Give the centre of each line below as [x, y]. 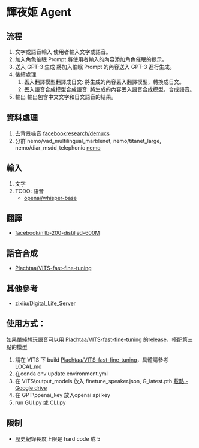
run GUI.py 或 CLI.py [40, 402]
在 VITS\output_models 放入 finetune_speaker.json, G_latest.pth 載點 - [101, 381]
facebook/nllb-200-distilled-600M [57, 233]
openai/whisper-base [50, 198]
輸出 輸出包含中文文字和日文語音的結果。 [66, 97]
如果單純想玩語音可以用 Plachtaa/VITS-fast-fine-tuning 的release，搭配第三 [99, 339]
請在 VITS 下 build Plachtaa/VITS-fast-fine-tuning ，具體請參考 [92, 359]
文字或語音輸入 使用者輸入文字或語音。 [63, 52]
